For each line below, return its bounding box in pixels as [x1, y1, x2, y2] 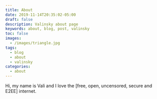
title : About [5, 7, 33, 13]
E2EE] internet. [5, 88, 37, 94]
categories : [5, 64, 30, 69]
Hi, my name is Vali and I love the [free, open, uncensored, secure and [5, 83, 152, 89]
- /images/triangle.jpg [10, 41, 60, 46]
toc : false [5, 31, 28, 36]
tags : [5, 45, 17, 50]
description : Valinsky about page [5, 21, 79, 27]
